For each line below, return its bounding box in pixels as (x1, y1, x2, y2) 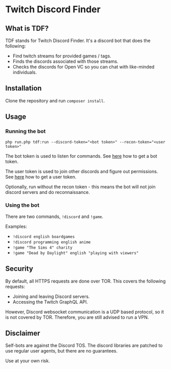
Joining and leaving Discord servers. (12, 293, 90, 299)
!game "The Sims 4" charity (12, 245, 72, 250)
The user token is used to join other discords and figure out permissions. (5, 168, 158, 175)
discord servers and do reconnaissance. (5, 189, 90, 195)
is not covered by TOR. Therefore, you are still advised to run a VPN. (5, 314, 149, 320)
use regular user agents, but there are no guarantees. (5, 348, 118, 354)
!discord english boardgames (12, 234, 75, 239)
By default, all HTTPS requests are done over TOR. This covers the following (5, 278, 166, 284)
